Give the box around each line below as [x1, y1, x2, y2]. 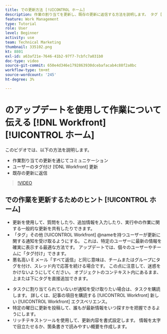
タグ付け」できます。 [25, 250, 69, 256]
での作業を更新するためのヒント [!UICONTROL [5, 196, 148, 204]
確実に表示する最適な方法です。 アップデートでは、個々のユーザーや [12, 244, 153, 250]
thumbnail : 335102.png [5, 44, 52, 49]
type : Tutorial [5, 21, 37, 26]
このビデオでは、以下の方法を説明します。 [5, 147, 92, 153]
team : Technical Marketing [5, 40, 61, 45]
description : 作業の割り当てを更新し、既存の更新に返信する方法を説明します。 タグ [5, 12, 158, 17]
